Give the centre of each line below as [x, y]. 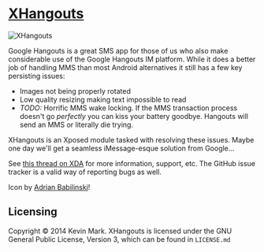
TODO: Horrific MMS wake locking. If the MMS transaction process [128, 108]
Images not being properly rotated [75, 91]
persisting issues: [37, 76]
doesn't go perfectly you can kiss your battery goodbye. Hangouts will [134, 116]
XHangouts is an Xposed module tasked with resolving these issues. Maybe [131, 139]
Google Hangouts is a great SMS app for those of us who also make [118, 50]
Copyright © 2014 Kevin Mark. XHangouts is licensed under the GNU [120, 231]
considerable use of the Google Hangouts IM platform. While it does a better [132, 59]
